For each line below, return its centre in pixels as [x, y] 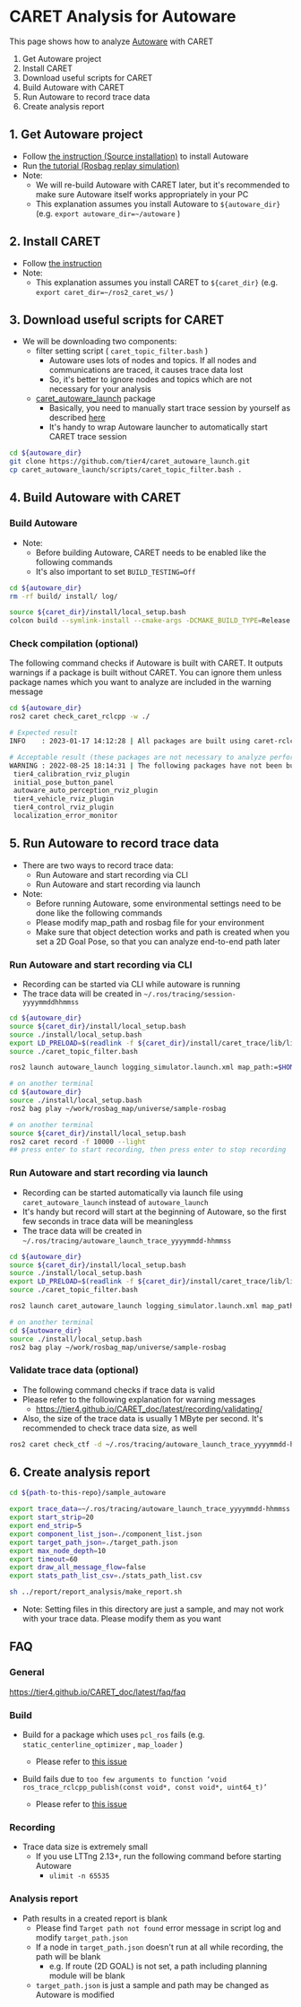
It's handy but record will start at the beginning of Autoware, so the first [154, 1212]
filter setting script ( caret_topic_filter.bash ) [122, 351]
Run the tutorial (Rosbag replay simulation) [101, 165]
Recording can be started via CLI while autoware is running [131, 985]
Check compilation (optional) [74, 644]
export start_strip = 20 [52, 1517]
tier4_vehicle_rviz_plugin [64, 799]
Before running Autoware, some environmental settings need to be [159, 903]
